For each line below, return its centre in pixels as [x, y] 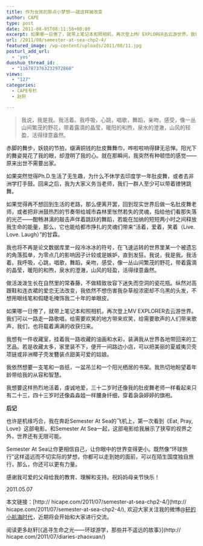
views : [14, 74]
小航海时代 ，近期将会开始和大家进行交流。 [59, 517]
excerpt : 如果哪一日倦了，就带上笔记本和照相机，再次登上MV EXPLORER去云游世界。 [99, 35]
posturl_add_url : [28, 52]
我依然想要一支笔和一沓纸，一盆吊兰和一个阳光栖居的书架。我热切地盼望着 [99, 367]
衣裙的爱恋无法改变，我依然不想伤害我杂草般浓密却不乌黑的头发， [109, 290]
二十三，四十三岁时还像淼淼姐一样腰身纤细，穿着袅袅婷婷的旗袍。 [93, 395]
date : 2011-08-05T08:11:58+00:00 [48, 29]
